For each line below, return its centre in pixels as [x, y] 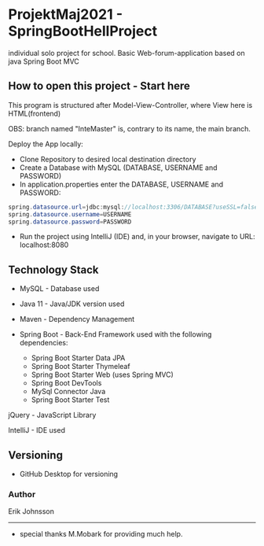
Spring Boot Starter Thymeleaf [81, 367]
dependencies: [44, 343]
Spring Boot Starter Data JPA [78, 358]
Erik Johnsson [31, 511]
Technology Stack [53, 269]
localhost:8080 [44, 245]
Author [22, 494]
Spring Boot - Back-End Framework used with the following [115, 334]
